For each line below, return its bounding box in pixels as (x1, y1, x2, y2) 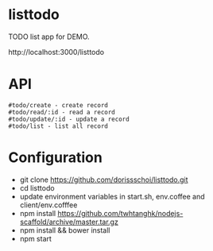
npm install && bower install (19, 225, 110, 235)
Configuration (8, 149, 103, 167)
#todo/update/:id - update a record (8, 115, 130, 123)
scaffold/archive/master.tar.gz (19, 217, 119, 226)
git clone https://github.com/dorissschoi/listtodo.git (19, 175, 188, 184)
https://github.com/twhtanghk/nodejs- (57, 208, 184, 218)
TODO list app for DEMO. (8, 32, 90, 41)
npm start (19, 234, 52, 243)
